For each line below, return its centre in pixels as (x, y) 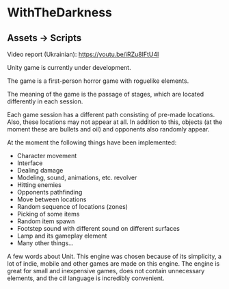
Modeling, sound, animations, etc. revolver (77, 177)
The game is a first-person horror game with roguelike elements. (98, 81)
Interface (30, 163)
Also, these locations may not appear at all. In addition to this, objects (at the (115, 122)
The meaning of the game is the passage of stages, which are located (105, 94)
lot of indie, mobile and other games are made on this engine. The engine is (113, 264)
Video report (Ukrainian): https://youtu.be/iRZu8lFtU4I (83, 54)
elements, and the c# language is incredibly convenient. (86, 278)
